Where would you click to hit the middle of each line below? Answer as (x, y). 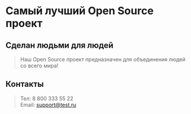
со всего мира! (39, 66)
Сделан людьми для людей (60, 45)
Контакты (25, 84)
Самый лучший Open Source (79, 11)
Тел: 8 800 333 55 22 (47, 98)
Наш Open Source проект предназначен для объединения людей (103, 59)
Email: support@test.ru (48, 105)
